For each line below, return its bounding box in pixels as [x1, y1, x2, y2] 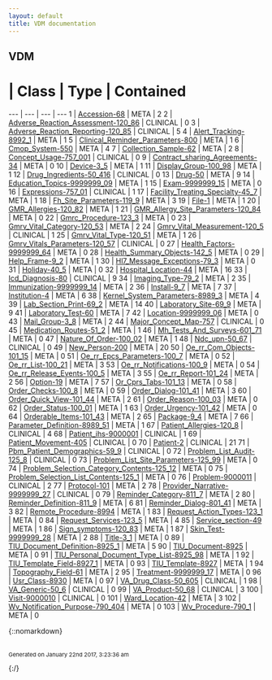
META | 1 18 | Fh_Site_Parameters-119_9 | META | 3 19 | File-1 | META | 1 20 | [8, 195, 261, 205]
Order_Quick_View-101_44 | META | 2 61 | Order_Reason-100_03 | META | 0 [8, 394, 258, 403]
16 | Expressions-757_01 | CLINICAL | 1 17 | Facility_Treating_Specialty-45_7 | [8, 186, 262, 196]
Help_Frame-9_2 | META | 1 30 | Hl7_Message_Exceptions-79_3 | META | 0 [8, 255, 256, 265]
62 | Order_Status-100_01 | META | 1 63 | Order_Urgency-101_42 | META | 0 [8, 403, 257, 412]
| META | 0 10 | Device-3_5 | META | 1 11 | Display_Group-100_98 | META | [19, 160, 262, 171]
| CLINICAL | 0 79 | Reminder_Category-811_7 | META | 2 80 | [52, 489, 256, 499]
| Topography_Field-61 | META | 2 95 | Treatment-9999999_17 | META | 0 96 [8, 567, 261, 577]
